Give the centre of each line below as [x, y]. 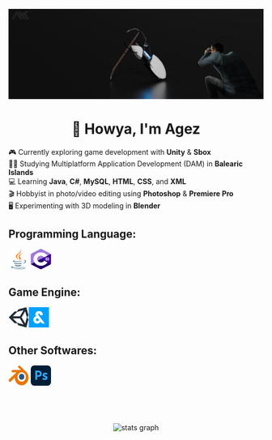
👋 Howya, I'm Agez [136, 128]
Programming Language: [72, 234]
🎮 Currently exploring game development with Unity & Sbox [110, 152]
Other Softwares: [53, 350]
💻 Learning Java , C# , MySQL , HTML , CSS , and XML [98, 181]
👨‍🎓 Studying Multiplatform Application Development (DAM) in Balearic [126, 164]
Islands [21, 172]
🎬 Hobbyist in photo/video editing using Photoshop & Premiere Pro [121, 193]
